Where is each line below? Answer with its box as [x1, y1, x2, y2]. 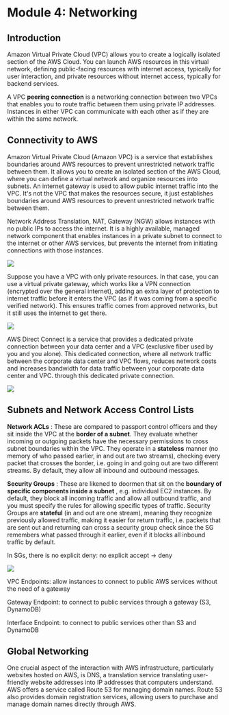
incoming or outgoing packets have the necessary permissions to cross [7, 437, 208, 445]
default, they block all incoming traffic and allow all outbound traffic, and [7, 494, 211, 502]
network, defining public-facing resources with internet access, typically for [7, 65, 221, 73]
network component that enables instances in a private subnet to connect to [7, 231, 222, 239]
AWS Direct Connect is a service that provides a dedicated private [7, 335, 193, 343]
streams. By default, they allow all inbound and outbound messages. [7, 466, 200, 474]
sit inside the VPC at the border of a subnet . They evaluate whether [7, 430, 198, 438]
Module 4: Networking [7, 5, 138, 21]
